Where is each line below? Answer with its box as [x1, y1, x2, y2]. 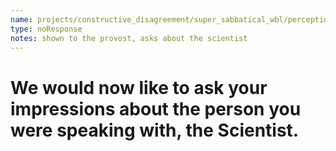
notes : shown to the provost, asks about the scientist [10, 33, 248, 43]
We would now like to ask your [10, 76, 268, 99]
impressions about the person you [10, 97, 302, 120]
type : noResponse [10, 24, 83, 34]
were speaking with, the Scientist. [10, 119, 300, 141]
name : [10, 14, 33, 25]
